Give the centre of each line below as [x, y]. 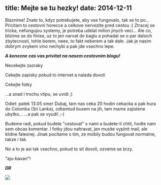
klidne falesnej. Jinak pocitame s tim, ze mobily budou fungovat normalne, [80, 134]
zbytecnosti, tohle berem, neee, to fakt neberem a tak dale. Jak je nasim [78, 41]
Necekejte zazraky [24, 65]
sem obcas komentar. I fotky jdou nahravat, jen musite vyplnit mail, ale [76, 129]
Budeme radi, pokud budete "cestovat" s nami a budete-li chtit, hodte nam [80, 123]
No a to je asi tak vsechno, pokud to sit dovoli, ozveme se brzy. [69, 149]
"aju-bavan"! [18, 158]
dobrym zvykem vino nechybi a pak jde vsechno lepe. [60, 46]
